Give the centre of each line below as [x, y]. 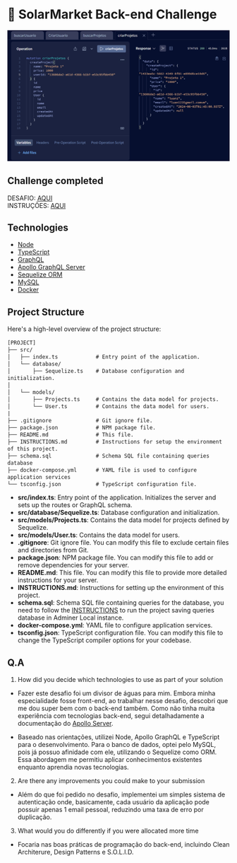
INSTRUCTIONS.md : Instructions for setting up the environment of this [121, 588]
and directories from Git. [53, 550]
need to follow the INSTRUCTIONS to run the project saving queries [116, 610]
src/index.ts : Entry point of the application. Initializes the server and [117, 497]
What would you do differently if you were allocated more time [108, 830]
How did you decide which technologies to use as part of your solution [120, 679]
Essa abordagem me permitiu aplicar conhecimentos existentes [110, 759]
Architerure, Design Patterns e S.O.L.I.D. [75, 852]
